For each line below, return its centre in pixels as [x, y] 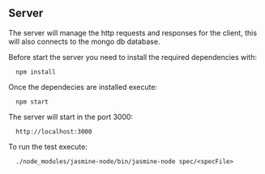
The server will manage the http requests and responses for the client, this [133, 32]
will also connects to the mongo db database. [84, 41]
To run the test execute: [48, 146]
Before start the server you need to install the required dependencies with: [133, 57]
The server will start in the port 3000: [71, 117]
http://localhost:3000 [54, 132]
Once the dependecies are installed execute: [83, 87]
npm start [32, 102]
